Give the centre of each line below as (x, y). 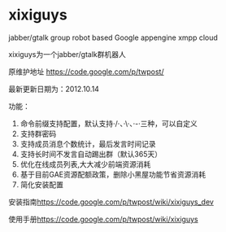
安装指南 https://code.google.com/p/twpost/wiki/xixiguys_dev (111, 202)
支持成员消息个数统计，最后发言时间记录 (88, 143)
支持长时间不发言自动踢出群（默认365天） (91, 154)
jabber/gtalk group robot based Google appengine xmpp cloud (113, 37)
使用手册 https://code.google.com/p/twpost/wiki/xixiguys (103, 219)
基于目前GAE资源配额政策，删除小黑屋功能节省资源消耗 (113, 174)
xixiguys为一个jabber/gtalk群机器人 (67, 54)
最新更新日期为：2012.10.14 (54, 89)
